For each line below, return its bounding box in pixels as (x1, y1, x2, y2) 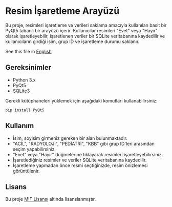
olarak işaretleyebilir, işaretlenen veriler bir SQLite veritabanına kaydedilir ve (5, 33, 165, 39)
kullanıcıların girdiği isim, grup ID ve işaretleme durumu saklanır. (5, 38, 140, 45)
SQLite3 (12, 88, 30, 94)
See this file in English (5, 48, 52, 54)
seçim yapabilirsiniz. (12, 146, 56, 152)
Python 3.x (12, 77, 36, 83)
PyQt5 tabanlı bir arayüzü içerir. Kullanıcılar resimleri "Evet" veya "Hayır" (5, 27, 158, 33)
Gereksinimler (5, 63, 52, 72)
